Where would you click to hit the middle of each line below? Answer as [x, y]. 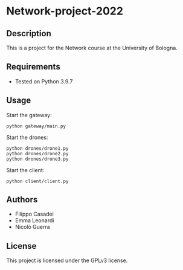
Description [29, 34]
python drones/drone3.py [37, 159]
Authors [22, 200]
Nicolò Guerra [32, 227]
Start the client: [25, 170]
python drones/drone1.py [37, 148]
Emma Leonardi [34, 220]
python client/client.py [37, 181]
